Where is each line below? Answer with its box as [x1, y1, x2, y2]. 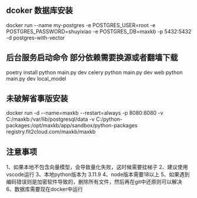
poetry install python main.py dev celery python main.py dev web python [6, 68, 183, 75]
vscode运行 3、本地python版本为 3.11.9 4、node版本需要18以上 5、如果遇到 [6, 171, 190, 178]
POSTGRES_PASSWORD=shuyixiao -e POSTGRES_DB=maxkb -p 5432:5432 [6, 28, 192, 35]
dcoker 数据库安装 [6, 5, 74, 16]
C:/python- [96, 115, 123, 123]
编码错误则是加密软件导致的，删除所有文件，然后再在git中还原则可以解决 [6, 179, 182, 186]
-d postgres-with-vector [6, 34, 65, 41]
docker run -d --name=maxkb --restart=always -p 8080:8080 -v [6, 110, 163, 117]
